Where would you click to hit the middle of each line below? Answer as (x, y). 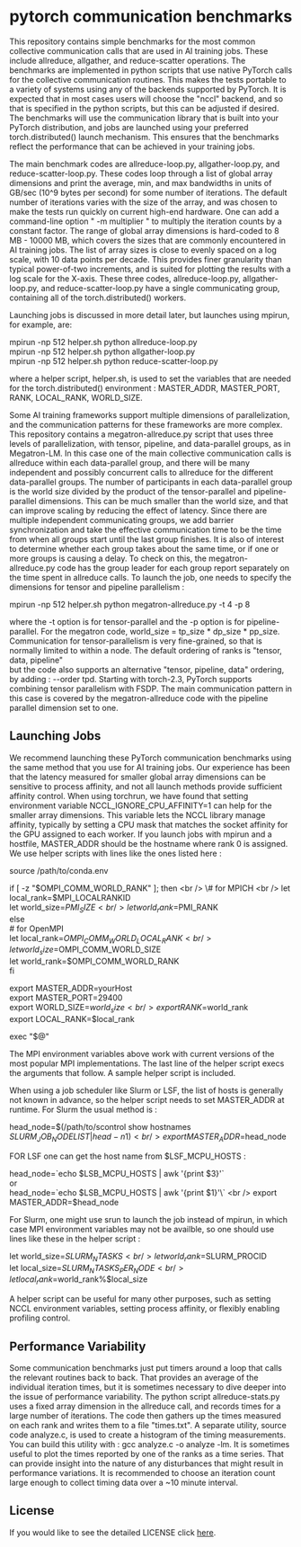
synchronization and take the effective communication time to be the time (146, 529)
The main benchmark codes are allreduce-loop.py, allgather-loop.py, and (145, 164)
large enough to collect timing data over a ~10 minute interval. (124, 1482)
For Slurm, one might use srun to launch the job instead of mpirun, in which (149, 1219)
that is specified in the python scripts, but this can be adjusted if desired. (144, 108)
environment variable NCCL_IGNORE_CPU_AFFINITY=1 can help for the (141, 805)
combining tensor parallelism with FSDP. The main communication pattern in (151, 689)
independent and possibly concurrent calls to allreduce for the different (142, 472)
